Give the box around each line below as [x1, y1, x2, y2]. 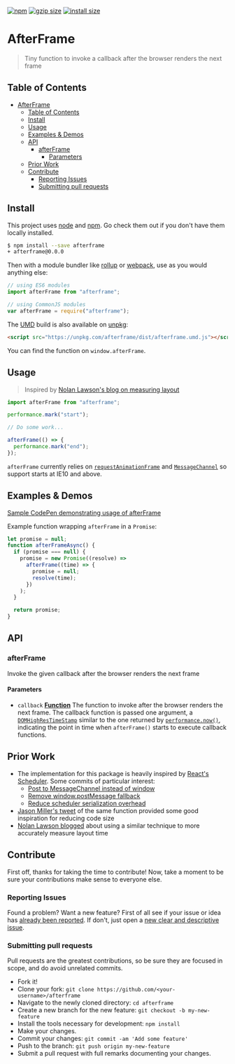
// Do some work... [7, 424, 64, 431]
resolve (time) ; [32, 574, 77, 582]
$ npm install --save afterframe [7, 242, 105, 249]
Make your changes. [17, 1027, 77, 1035]
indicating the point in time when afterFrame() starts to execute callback [17, 723, 227, 731]
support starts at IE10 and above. [7, 469, 103, 478]
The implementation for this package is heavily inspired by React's [17, 769, 209, 777]
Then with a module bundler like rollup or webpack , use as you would [7, 261, 208, 269]
